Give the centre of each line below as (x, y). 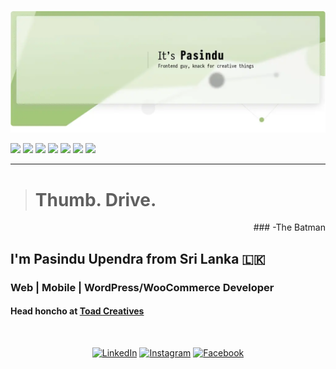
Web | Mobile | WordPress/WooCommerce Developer (142, 287)
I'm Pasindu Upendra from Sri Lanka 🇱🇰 (138, 258)
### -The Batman (289, 227)
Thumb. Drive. (95, 199)
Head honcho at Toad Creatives (77, 311)
